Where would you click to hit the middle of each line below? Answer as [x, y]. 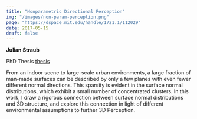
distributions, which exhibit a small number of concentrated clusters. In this [97, 91]
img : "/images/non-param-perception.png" [58, 17]
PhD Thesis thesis [28, 62]
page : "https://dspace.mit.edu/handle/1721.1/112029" [74, 22]
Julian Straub [23, 50]
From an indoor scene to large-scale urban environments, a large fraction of [98, 73]
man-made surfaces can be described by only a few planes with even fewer [98, 79]
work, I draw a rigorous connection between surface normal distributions [95, 98]
